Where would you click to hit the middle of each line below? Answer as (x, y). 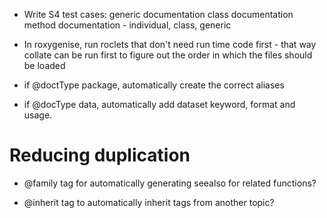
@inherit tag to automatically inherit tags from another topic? (149, 202)
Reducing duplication (100, 155)
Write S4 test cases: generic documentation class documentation (158, 14)
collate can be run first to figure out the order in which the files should (168, 55)
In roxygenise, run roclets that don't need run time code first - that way (170, 44)
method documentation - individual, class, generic (127, 25)
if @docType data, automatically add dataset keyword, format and (159, 104)
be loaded (44, 65)
